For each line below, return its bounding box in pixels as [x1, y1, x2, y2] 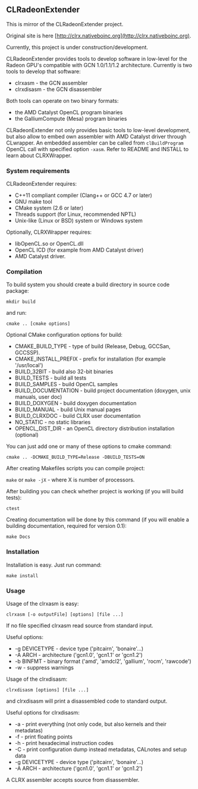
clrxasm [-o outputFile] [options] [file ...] [6, 612, 124, 618]
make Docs [6, 534, 31, 540]
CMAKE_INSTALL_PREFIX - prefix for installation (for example [14, 355, 166, 362]
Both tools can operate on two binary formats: [6, 97, 119, 104]
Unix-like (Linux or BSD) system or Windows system [14, 217, 143, 224]
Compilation [6, 268, 43, 276]
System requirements [6, 167, 70, 175]
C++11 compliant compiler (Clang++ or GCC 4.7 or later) [14, 192, 153, 199]
